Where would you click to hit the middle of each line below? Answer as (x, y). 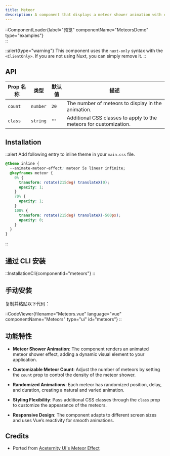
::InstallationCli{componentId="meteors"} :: (50, 273)
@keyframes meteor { (31, 173)
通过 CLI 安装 (26, 261)
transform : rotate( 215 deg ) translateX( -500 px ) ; (70, 215)
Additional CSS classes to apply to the (112, 118)
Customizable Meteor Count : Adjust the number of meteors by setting (86, 369)
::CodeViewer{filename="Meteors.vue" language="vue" (63, 313)
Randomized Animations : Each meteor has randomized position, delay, (87, 384)
